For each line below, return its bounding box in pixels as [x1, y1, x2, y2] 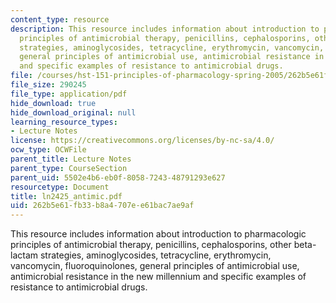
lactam [10, 249, 39, 261]
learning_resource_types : [10, 117, 118, 127]
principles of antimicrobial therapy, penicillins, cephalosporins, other [10, 239, 292, 251]
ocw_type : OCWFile [10, 145, 87, 155]
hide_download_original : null [10, 107, 137, 118]
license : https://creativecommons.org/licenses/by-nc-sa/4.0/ [10, 136, 275, 146]
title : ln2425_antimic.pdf [10, 191, 123, 201]
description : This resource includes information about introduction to [10, 24, 320, 34]
